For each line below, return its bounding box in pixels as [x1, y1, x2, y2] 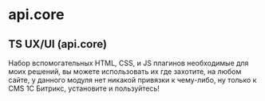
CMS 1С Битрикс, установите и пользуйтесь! [8, 84, 160, 93]
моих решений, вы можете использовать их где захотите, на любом [8, 67, 242, 76]
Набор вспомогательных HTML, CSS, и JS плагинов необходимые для [8, 58, 249, 68]
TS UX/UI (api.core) [8, 37, 108, 51]
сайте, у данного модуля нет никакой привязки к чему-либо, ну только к [8, 76, 257, 84]
